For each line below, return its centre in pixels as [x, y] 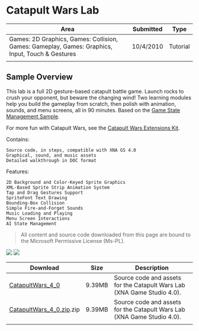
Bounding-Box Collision [36, 203]
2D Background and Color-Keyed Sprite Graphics [66, 182]
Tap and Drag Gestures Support [45, 193]
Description [152, 268]
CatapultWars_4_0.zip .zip [44, 309]
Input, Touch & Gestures [43, 54]
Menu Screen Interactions [38, 218]
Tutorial [179, 46]
